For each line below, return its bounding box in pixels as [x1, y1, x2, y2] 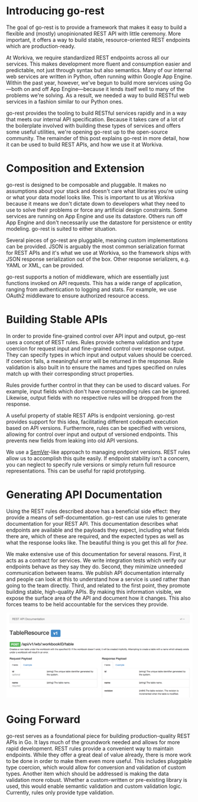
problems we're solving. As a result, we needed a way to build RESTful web [6, 92, 190, 99]
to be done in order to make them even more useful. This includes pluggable [6, 757, 192, 764]
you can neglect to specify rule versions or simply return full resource [6, 461, 176, 468]
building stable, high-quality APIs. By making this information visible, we [6, 588, 182, 595]
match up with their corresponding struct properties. [6, 370, 134, 377]
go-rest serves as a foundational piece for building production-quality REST [6, 732, 191, 739]
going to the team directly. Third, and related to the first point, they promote [6, 581, 190, 589]
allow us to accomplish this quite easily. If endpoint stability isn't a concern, [6, 454, 190, 462]
